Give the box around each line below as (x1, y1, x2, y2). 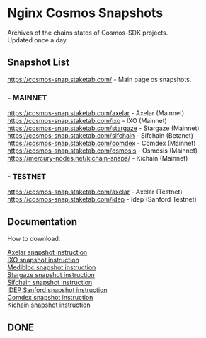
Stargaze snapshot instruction (7, 271, 96, 279)
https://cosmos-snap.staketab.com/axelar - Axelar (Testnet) (7, 187, 183, 196)
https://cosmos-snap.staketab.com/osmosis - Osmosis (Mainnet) (7, 146, 198, 155)
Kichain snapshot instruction (7, 301, 91, 309)
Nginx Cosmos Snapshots (7, 5, 164, 21)
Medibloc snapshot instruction (7, 263, 96, 272)
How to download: (7, 235, 61, 243)
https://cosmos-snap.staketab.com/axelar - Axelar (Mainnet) (7, 109, 185, 117)
